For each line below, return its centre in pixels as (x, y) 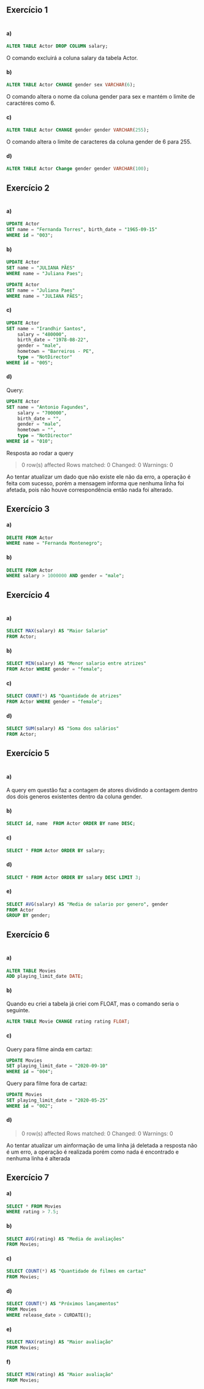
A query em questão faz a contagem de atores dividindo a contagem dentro (102, 790)
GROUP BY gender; (28, 915)
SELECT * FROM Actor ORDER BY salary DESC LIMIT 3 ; (74, 877)
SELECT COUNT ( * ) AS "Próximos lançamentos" (63, 1304)
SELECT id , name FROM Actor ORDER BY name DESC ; (71, 823)
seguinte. (18, 1010)
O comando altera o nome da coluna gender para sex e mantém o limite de (101, 97)
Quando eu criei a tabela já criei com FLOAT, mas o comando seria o (93, 1004)
